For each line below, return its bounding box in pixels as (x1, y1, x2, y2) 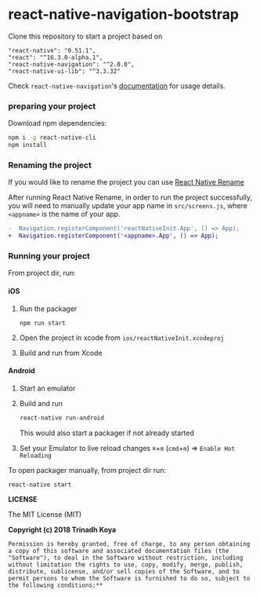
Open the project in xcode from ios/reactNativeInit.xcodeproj (19, 332, 225, 342)
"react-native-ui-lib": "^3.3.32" (8, 67, 121, 75)
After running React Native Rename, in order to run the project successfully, (8, 192, 253, 202)
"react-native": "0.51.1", (8, 46, 96, 54)
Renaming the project (8, 159, 92, 170)
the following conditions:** (8, 581, 103, 590)
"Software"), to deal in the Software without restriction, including (8, 554, 244, 562)
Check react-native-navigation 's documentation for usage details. (8, 81, 226, 90)
